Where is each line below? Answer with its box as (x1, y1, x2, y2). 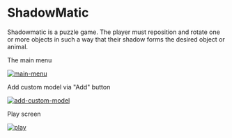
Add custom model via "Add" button (7, 83, 111, 91)
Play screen (7, 110, 41, 118)
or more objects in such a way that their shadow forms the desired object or (7, 35, 225, 43)
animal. (7, 42, 29, 51)
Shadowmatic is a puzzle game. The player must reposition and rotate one (7, 28, 221, 36)
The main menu (7, 55, 52, 64)
